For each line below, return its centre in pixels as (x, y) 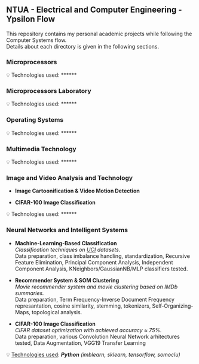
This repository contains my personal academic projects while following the (99, 34)
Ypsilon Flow (31, 19)
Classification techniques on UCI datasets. (68, 249)
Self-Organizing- (173, 306)
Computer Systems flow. (36, 40)
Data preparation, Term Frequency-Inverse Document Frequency (95, 299)
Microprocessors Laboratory (49, 91)
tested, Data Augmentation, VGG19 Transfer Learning (80, 343)
